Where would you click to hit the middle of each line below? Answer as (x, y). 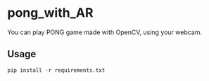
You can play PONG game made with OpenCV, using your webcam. (105, 32)
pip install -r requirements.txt (56, 70)
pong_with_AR (50, 13)
